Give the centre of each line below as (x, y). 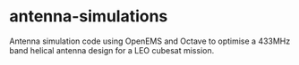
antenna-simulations (89, 16)
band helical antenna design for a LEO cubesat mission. (112, 50)
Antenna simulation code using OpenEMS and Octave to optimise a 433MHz (150, 41)
